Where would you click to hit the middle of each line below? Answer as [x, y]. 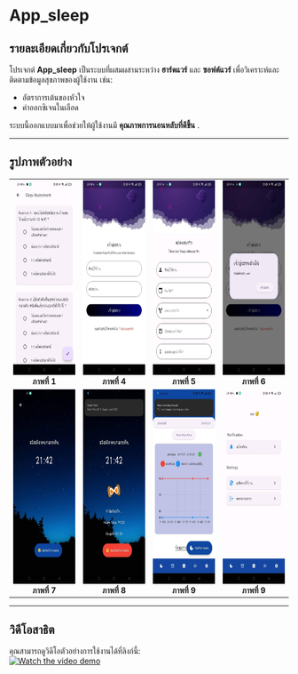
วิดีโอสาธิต [32, 629]
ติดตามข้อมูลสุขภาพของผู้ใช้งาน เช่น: [61, 80]
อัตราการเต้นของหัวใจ [53, 97]
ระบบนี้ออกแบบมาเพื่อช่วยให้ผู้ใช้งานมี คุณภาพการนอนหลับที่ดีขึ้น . [105, 125]
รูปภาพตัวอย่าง [41, 162]
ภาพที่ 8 [114, 590]
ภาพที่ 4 [114, 381]
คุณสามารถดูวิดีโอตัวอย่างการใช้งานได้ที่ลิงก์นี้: [75, 651]
